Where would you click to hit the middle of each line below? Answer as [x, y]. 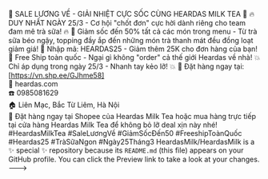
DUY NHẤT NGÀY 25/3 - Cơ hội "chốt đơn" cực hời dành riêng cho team [127, 23]
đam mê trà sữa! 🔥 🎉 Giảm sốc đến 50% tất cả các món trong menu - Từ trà [133, 31]
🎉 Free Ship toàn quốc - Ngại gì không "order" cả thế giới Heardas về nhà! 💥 [134, 57]
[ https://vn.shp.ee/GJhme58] [56, 75]
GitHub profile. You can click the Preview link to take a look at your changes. [134, 159]
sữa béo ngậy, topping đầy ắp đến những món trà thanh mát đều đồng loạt [131, 40]
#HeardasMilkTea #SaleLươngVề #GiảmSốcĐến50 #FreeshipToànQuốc [125, 133]
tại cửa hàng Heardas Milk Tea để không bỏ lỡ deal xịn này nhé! [113, 125]
